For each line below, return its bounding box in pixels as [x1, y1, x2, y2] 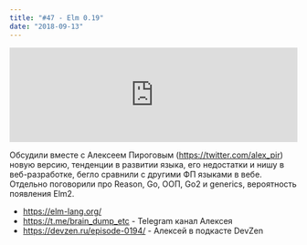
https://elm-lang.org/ [22, 206, 102, 217]
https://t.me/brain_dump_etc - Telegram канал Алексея [22, 215, 233, 226]
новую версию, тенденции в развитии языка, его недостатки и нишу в [9, 158, 285, 169]
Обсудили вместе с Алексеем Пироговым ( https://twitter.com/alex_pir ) [9, 149, 283, 160]
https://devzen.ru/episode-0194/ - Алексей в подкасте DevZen [22, 225, 263, 236]
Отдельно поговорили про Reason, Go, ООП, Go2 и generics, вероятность [9, 179, 297, 189]
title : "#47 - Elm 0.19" [9, 13, 104, 23]
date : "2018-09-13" [9, 22, 84, 31]
